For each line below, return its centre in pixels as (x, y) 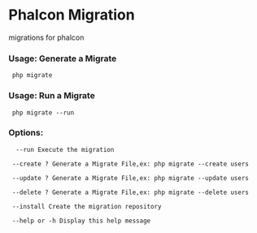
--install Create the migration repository (87, 206)
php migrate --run (43, 112)
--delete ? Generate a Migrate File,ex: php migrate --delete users (131, 192)
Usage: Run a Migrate (52, 96)
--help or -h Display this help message (81, 221)
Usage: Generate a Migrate (63, 58)
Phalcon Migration (72, 15)
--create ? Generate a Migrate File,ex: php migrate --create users (131, 164)
